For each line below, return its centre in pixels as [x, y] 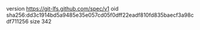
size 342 [41, 21]
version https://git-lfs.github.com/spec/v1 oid [63, 9]
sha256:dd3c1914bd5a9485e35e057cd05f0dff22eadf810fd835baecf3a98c [100, 15]
